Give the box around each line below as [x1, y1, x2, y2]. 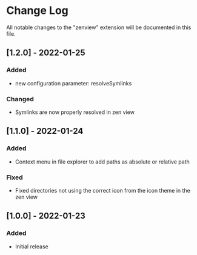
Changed [6, 94, 35, 103]
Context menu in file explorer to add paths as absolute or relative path [15, 158, 190, 165]
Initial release [15, 243, 48, 250]
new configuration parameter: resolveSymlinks [15, 79, 132, 87]
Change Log [6, 4, 68, 18]
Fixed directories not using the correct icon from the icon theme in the [15, 187, 191, 194]
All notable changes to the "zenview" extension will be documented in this [6, 24, 192, 31]
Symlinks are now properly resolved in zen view [15, 108, 135, 116]
